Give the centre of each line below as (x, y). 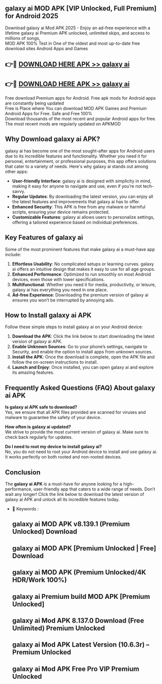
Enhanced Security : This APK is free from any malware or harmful (79, 207)
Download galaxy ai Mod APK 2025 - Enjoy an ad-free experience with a (78, 28)
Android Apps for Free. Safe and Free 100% (49, 114)
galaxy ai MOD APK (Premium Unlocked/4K (79, 572)
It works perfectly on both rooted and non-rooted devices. (63, 457)
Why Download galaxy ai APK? (53, 139)
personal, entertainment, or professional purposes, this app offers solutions (81, 161)
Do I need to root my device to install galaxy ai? (54, 447)
